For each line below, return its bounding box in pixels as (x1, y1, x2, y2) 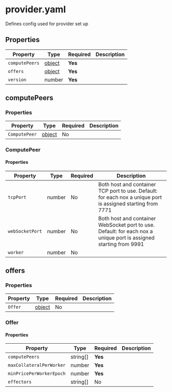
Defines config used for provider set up (5, 21, 89, 27)
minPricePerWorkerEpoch (8, 371, 66, 377)
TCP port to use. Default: (98, 187, 158, 194)
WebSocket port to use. (98, 221, 155, 228)
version (8, 77, 27, 83)
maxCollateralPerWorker (8, 362, 66, 368)
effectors (8, 379, 32, 385)
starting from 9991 (98, 240, 144, 248)
